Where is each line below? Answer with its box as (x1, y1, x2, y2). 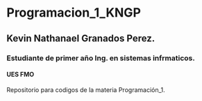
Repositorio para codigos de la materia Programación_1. (6, 85, 166, 94)
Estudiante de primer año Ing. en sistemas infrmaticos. (6, 53, 195, 63)
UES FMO (6, 71, 35, 79)
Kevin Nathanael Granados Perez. (6, 33, 155, 44)
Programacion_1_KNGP (6, 5, 142, 21)
